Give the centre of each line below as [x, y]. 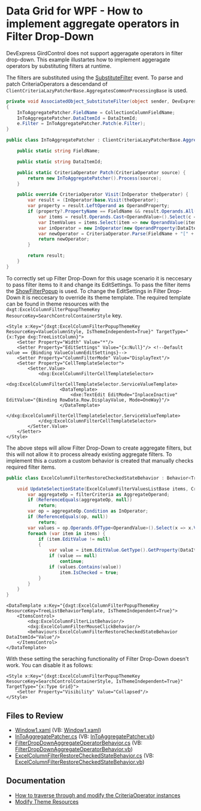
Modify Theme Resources [47, 801]
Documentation [36, 781]
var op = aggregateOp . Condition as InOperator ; [88, 511]
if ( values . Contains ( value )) [85, 567]
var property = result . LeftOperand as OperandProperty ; [99, 206]
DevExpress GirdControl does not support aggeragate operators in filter [95, 53]
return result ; [47, 256]
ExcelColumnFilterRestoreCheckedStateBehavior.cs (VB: [84, 755]
